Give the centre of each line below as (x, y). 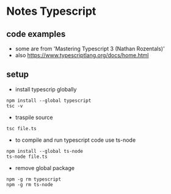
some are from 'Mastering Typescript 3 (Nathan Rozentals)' (90, 49)
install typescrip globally (46, 89)
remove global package (45, 168)
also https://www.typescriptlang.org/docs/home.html (82, 55)
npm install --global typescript (49, 100)
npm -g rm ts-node (30, 184)
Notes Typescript (51, 11)
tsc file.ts (21, 128)
